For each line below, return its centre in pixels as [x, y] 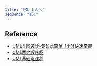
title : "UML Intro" [25, 10]
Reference [21, 34]
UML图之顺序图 [28, 52]
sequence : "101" [22, 14]
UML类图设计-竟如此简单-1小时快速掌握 [52, 46]
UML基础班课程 [28, 59]
